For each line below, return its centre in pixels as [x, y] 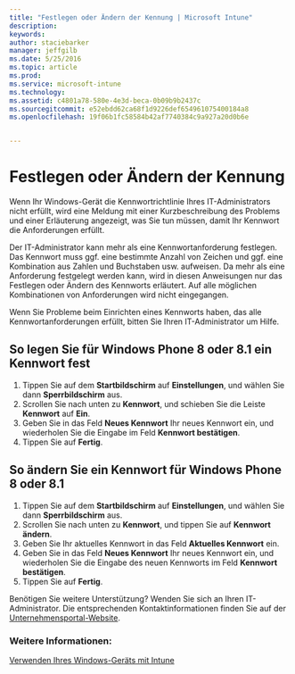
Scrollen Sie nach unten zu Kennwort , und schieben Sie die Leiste [143, 404]
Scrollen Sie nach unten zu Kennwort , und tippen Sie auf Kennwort [147, 524]
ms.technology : [37, 92]
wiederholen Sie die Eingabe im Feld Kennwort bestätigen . [131, 432]
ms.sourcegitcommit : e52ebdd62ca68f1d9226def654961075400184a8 [129, 109]
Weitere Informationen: [61, 641]
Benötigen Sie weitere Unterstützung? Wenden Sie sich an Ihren [127, 598]
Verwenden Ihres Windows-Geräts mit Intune [92, 660]
